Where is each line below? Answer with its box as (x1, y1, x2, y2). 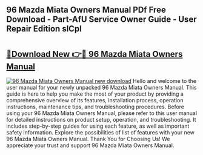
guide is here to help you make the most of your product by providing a (6, 90, 184, 97)
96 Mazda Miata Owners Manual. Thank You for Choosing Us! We (6, 136, 170, 142)
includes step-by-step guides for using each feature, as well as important (6, 122, 190, 130)
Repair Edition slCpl (6, 24, 82, 34)
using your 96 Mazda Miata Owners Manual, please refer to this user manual (6, 110, 198, 117)
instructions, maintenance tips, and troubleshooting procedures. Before (6, 103, 185, 110)
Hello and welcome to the (132, 77, 197, 84)
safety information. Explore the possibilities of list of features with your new (6, 129, 195, 136)
